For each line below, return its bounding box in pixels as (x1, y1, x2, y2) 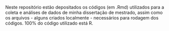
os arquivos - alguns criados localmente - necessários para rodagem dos (5, 15, 159, 20)
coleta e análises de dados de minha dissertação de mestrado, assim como (5, 9, 163, 15)
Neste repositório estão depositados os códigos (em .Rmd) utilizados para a (5, 4, 164, 10)
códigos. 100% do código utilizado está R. (5, 20, 93, 26)
